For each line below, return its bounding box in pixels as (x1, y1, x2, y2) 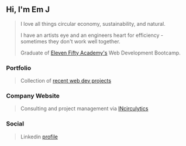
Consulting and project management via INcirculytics (20, 105, 149, 112)
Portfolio (6, 64, 32, 72)
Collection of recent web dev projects (20, 77, 112, 84)
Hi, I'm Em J (6, 5, 50, 15)
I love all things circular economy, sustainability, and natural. (20, 20, 166, 27)
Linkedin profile (20, 133, 58, 140)
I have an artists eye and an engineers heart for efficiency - (20, 32, 164, 39)
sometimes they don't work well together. (20, 38, 121, 45)
